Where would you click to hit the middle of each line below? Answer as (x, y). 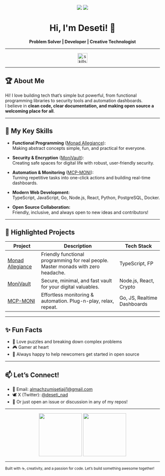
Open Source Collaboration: (41, 207)
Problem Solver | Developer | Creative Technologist (82, 41)
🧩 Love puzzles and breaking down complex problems (67, 342)
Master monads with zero (70, 267)
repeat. (49, 307)
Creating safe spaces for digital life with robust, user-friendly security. (83, 163)
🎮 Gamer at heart (30, 347)
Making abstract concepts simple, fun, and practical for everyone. (79, 148)
